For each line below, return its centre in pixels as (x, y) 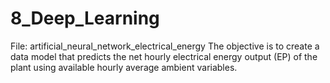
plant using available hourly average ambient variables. (124, 67)
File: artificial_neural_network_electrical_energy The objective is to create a (165, 46)
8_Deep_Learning (85, 18)
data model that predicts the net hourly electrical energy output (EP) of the (164, 56)
